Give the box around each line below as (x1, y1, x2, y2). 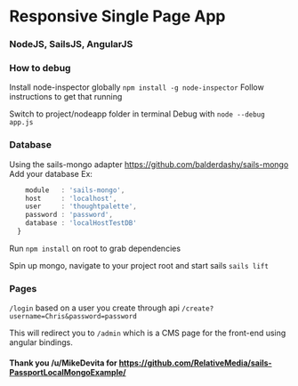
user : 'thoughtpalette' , (25, 202, 138, 211)
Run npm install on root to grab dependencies (9, 243, 181, 253)
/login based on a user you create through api (9, 302, 181, 313)
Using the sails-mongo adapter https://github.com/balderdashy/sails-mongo (9, 158, 289, 170)
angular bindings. (9, 337, 73, 348)
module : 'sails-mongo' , (25, 185, 125, 195)
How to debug (9, 62, 71, 75)
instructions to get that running (9, 92, 123, 102)
